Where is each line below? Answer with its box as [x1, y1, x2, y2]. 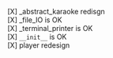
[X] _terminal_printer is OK [7, 24, 93, 33]
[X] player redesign [7, 41, 70, 50]
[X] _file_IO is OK [7, 15, 62, 25]
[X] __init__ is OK [7, 32, 67, 41]
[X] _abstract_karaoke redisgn [7, 7, 106, 16]
